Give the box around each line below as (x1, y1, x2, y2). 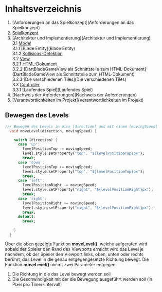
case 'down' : (18, 160, 45, 165)
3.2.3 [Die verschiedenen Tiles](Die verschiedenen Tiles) (12, 76, 126, 82)
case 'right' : (18, 196, 47, 201)
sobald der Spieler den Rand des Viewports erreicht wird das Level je (5, 246, 144, 252)
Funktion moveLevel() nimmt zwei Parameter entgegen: (5, 261, 117, 267)
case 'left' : (18, 178, 45, 183)
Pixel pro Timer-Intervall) (12, 281, 62, 287)
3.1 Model (12, 40, 32, 46)
